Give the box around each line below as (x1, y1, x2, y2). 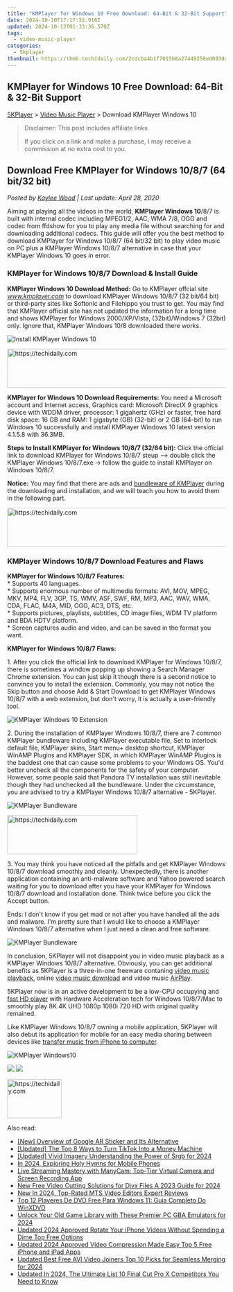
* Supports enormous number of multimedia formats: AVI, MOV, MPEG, (7, 587, 210, 595)
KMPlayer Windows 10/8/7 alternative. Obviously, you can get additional (7, 958, 213, 967)
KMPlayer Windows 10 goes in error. (7, 251, 111, 260)
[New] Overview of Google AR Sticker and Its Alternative (17, 1137, 179, 1145)
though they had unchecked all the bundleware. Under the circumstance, (7, 780, 216, 789)
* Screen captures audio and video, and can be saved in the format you (7, 623, 212, 632)
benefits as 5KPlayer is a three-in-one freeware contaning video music (7, 966, 209, 974)
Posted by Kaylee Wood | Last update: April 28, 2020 (7, 193, 159, 202)
